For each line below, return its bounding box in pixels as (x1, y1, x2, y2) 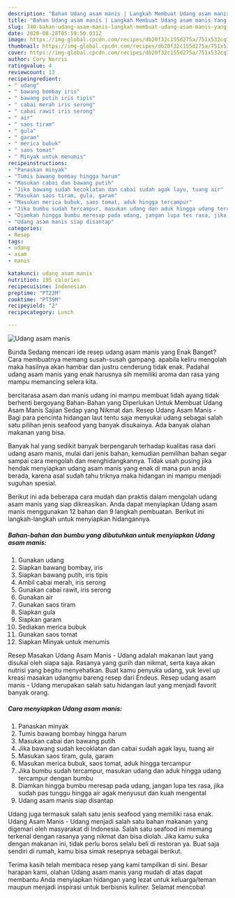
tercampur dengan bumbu (17, 774, 93, 782)
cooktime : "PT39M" (8, 296, 61, 303)
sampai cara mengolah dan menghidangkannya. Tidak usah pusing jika (8, 457, 212, 465)
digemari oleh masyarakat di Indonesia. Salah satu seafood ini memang (8, 825, 213, 833)
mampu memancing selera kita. (8, 378, 98, 385)
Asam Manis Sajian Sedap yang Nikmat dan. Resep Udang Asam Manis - (8, 406, 217, 414)
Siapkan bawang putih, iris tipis (17, 571, 108, 579)
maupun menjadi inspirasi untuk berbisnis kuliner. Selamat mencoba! (8, 883, 206, 891)
